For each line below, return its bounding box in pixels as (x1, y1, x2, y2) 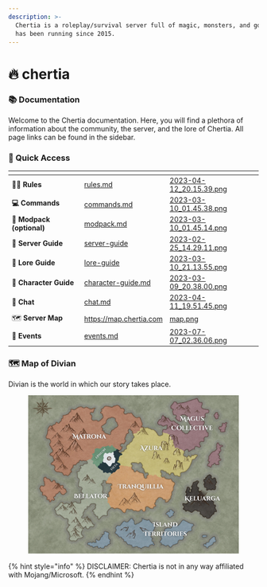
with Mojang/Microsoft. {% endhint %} (8, 569, 135, 579)
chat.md (83, 297, 111, 307)
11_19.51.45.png (169, 301, 228, 311)
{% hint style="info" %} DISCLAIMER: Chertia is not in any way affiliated (8, 562, 244, 571)
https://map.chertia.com (83, 315, 163, 324)
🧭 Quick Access (8, 152, 71, 163)
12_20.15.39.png (169, 184, 228, 194)
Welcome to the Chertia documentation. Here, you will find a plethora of (8, 115, 244, 125)
